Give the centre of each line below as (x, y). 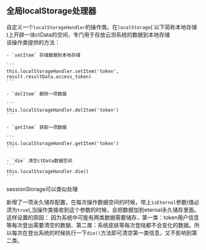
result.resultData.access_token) (49, 76)
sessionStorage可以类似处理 (42, 189)
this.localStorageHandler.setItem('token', (63, 71)
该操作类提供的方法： (33, 42)
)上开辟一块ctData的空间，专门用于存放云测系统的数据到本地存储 (88, 34)
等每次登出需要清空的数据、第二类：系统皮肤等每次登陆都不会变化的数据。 (100, 225)
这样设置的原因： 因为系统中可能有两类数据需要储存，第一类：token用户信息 (103, 217)
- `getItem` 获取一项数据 (37, 127)
